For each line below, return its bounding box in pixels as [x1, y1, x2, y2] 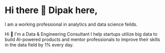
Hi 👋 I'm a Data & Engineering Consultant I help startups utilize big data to [5, 31, 157, 37]
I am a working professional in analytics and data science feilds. [5, 21, 138, 27]
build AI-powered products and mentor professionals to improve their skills [5, 36, 160, 42]
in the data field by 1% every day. [5, 41, 74, 47]
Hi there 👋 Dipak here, [5, 5, 98, 16]
